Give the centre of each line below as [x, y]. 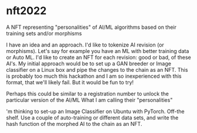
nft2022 [26, 11]
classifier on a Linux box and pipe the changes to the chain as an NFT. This [97, 69]
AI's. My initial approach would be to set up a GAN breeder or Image [89, 64]
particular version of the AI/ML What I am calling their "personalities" [89, 100]
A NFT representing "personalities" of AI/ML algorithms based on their [91, 27]
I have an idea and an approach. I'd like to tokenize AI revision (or [85, 45]
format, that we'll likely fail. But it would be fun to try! [70, 82]
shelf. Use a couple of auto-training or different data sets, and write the [92, 117]
